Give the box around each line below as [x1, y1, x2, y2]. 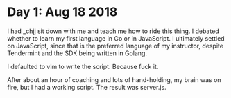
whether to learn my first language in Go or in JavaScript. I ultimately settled [7, 34, 225, 42]
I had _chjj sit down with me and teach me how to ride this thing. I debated [7, 27, 220, 35]
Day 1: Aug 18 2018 [7, 4, 118, 20]
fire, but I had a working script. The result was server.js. [7, 83, 166, 91]
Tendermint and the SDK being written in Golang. [7, 49, 148, 57]
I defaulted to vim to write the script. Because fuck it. [7, 62, 159, 70]
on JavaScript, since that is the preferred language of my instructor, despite [7, 41, 224, 50]
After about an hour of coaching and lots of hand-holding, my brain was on [7, 75, 221, 84]
